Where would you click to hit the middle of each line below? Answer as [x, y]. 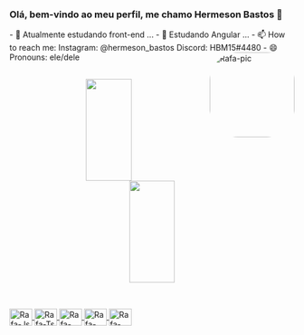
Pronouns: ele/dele [44, 57]
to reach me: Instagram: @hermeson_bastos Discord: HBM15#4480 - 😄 [143, 48]
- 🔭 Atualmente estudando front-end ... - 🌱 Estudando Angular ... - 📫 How [147, 34]
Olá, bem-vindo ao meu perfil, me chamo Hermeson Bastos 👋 [146, 14]
